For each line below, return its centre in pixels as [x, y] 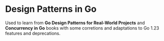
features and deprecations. [33, 33]
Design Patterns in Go [51, 9]
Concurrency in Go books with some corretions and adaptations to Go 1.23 [82, 28]
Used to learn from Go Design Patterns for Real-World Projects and [75, 23]
